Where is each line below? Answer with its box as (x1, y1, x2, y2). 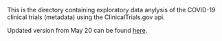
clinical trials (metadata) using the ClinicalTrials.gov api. (7, 13, 165, 21)
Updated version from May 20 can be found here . (7, 27, 148, 34)
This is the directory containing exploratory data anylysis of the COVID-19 (7, 6, 216, 14)
